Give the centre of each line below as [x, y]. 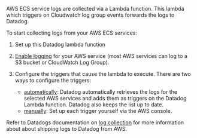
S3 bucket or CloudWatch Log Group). [62, 62]
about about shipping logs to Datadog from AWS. [67, 129]
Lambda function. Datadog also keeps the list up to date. [93, 105]
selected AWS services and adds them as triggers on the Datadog [105, 98]
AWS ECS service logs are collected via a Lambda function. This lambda [95, 9]
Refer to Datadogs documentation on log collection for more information [95, 122]
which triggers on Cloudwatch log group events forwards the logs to [90, 15]
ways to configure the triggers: [53, 80]
